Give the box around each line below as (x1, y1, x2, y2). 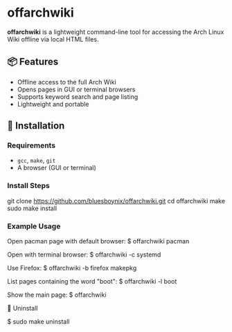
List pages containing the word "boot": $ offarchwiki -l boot (7, 277, 177, 286)
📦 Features (7, 56, 59, 68)
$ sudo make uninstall (7, 317, 70, 326)
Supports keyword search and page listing (17, 92, 139, 101)
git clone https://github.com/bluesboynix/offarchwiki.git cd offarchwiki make (7, 196, 226, 205)
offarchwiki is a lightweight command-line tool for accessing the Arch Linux (7, 28, 224, 36)
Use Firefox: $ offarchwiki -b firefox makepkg (7, 264, 137, 273)
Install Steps (7, 181, 51, 191)
